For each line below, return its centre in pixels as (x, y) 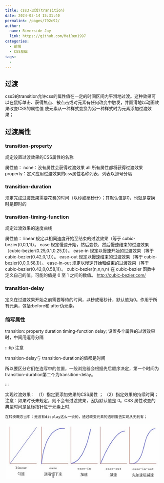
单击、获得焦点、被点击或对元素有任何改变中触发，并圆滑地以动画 (88, 102)
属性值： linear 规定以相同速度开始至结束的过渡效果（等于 (63, 239)
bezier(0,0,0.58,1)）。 (26, 263)
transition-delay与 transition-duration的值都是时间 (55, 358)
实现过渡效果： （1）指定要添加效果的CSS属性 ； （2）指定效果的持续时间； (82, 394)
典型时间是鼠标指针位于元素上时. (38, 407)
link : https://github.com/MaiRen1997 (48, 36)
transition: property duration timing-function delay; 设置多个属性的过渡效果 (80, 331)
